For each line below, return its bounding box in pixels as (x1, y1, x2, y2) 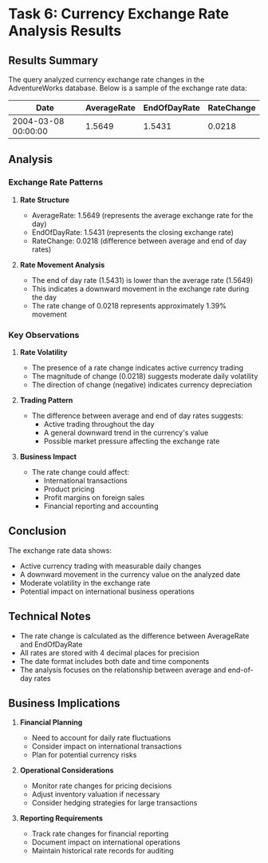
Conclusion (8, 524, 67, 538)
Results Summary (8, 54, 99, 67)
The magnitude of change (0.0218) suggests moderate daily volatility (31, 371, 258, 380)
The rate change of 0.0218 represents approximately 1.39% (31, 300, 227, 310)
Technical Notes (8, 610, 92, 623)
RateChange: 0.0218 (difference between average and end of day (31, 236, 247, 245)
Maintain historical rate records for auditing (31, 846, 174, 856)
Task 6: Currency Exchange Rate (8, 5, 230, 23)
